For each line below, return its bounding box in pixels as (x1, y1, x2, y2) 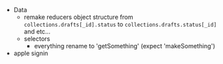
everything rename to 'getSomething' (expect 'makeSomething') (34, 42, 215, 50)
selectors (23, 35, 51, 43)
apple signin (13, 49, 49, 57)
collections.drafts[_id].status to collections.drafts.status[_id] (23, 20, 217, 28)
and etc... (23, 27, 51, 35)
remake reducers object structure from (23, 13, 133, 21)
